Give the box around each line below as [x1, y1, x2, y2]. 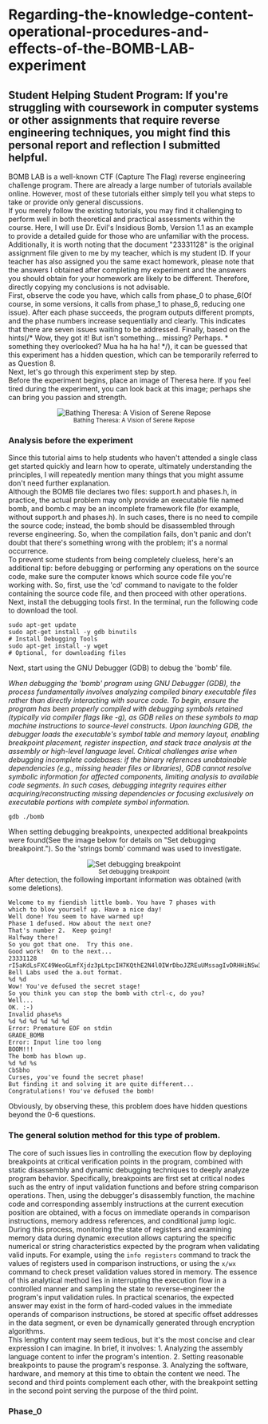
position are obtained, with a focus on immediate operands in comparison [8, 1208, 250, 1217]
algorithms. [8, 1326, 45, 1335]
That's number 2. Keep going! [8, 926, 112, 935]
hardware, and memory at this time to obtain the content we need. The [8, 1368, 241, 1378]
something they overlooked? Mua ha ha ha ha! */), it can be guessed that [8, 342, 248, 351]
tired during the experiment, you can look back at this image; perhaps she [8, 384, 251, 393]
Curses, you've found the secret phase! [8, 1073, 145, 1081]
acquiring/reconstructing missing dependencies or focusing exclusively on [8, 789, 254, 799]
